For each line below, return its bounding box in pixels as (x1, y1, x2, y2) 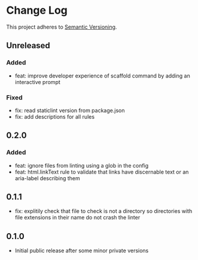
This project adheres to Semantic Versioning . (6, 23, 117, 30)
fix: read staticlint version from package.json (14, 107, 125, 114)
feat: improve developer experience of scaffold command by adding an (14, 72, 190, 79)
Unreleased (6, 41, 51, 51)
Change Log (6, 4, 68, 17)
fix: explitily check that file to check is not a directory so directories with (14, 208, 193, 215)
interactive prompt (14, 78, 61, 85)
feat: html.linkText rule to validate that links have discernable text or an (14, 168, 189, 175)
